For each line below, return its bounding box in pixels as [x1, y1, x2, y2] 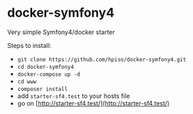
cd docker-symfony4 [17, 63, 75, 70]
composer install [17, 85, 68, 92]
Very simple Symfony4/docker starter [7, 28, 115, 36]
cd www [17, 78, 37, 85]
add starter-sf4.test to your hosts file [17, 92, 130, 100]
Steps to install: [7, 41, 52, 49]
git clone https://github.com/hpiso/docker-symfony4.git [17, 56, 187, 63]
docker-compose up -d [17, 71, 80, 78]
